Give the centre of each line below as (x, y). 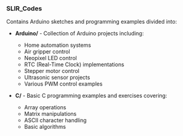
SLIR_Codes (24, 8)
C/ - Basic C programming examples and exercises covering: (91, 96)
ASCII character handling (55, 120)
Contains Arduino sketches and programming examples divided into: (92, 22)
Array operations (45, 107)
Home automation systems (58, 45)
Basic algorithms (45, 127)
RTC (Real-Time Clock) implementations (74, 64)
